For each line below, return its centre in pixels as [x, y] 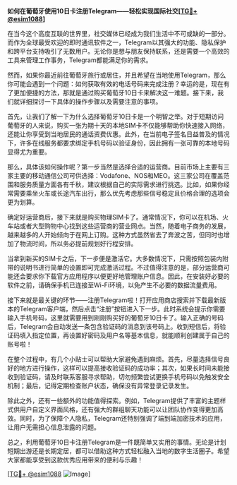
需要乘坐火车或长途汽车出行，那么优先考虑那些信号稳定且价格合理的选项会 [121, 193]
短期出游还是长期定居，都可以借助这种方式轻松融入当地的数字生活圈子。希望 [119, 451]
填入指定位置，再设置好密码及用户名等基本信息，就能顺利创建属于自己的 [124, 335]
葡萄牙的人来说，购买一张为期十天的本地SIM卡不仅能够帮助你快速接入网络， [118, 125]
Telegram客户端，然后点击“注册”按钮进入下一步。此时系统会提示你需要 [122, 309]
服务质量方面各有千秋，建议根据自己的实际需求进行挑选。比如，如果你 [121, 184]
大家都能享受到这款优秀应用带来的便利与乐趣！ [75, 460]
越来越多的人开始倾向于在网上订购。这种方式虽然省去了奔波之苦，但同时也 [115, 235]
